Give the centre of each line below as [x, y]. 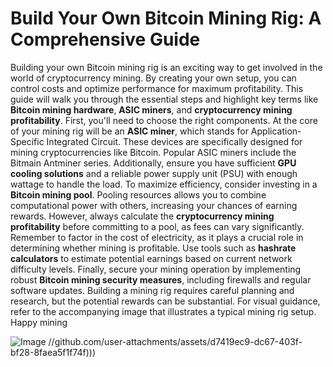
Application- [276, 131]
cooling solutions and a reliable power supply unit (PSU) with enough [154, 173]
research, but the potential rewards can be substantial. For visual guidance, [165, 301]
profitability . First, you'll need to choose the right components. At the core [164, 120]
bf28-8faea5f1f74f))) [53, 352]
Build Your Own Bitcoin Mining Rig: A [166, 18]
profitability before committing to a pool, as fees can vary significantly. [157, 226]
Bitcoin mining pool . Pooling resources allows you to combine [138, 194]
